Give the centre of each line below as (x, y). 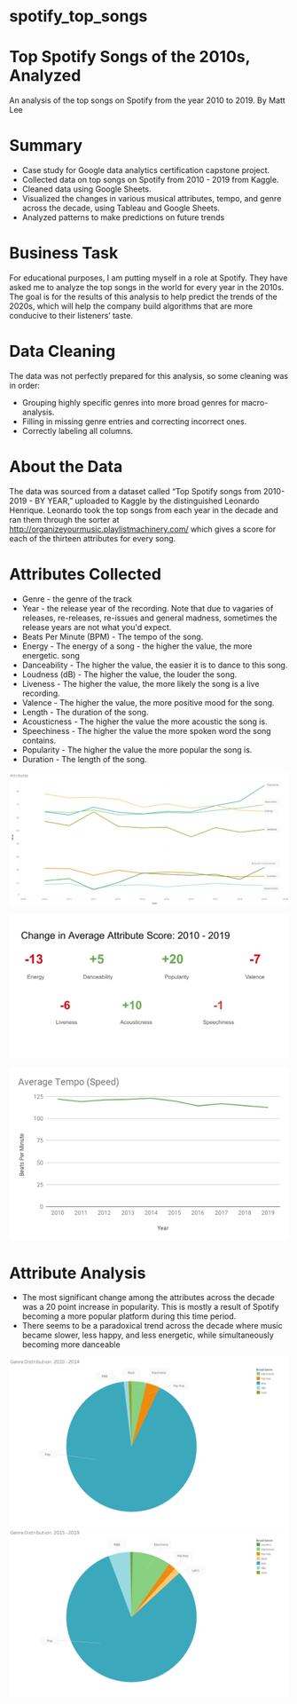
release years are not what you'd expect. (97, 627)
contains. (39, 740)
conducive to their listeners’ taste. (71, 316)
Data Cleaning (63, 351)
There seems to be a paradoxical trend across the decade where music (152, 1326)
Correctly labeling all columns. (78, 430)
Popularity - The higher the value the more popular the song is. (137, 749)
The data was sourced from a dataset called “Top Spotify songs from (135, 491)
